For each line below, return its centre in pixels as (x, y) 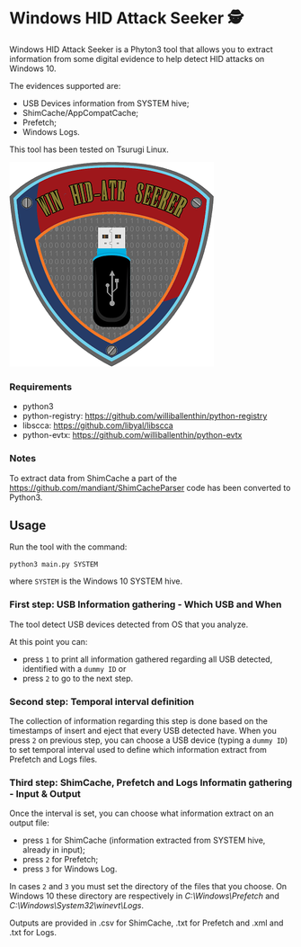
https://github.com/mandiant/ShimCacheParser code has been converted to (150, 487)
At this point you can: (49, 641)
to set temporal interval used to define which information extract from (138, 749)
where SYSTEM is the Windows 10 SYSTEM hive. (96, 581)
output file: (29, 823)
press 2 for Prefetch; (60, 860)
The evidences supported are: (65, 85)
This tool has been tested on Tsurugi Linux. (89, 149)
